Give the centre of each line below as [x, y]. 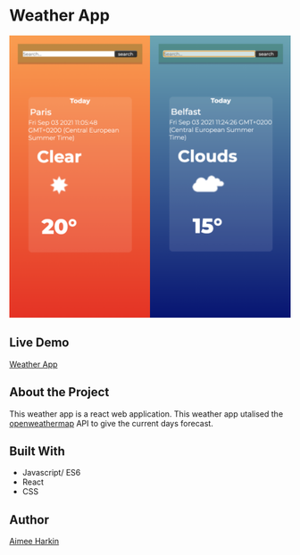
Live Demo [39, 343]
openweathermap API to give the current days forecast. [112, 423]
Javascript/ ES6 [51, 473]
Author [29, 520]
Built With [37, 451]
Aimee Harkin [34, 542]
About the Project [59, 392]
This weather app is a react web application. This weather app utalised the [146, 414]
